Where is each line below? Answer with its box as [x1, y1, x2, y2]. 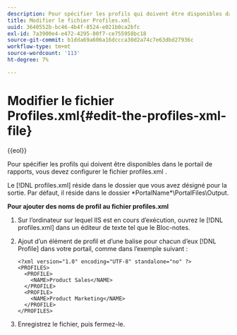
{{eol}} [7, 146, 27, 154]
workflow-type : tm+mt [7, 43, 71, 50]
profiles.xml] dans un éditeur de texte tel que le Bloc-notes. [17, 223, 190, 231]
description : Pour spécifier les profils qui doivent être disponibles [7, 10, 222, 18]
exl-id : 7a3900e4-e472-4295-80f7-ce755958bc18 [7, 30, 147, 37]
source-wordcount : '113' [7, 50, 80, 57]
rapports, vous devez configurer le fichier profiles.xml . [7, 167, 167, 176]
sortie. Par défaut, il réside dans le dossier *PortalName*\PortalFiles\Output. [7, 188, 229, 197]
